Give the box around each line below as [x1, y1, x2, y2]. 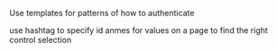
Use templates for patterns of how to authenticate [9, 8, 195, 18]
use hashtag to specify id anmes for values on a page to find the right [9, 25, 268, 35]
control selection [9, 35, 72, 45]
